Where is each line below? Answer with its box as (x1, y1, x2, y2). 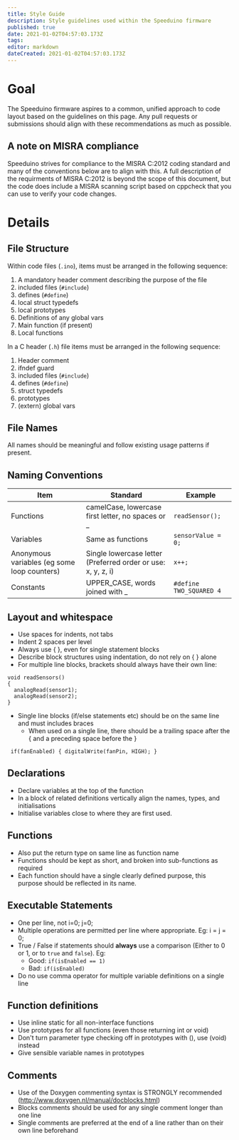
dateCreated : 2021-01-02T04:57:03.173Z (7, 51, 126, 58)
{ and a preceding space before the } (28, 735, 137, 743)
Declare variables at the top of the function (17, 786, 144, 794)
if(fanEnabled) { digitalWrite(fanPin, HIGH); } (10, 748, 158, 755)
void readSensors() (7, 674, 65, 681)
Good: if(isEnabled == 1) (28, 956, 106, 965)
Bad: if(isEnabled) (28, 963, 85, 973)
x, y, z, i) (85, 566, 115, 576)
